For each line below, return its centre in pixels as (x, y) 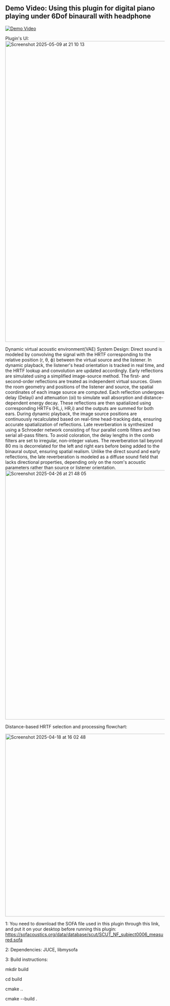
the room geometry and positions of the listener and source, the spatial (79, 387)
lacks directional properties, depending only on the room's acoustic (76, 462)
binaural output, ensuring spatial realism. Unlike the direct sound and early (83, 451)
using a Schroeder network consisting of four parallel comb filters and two (83, 430)
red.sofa (14, 940)
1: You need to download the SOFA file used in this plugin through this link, (83, 923)
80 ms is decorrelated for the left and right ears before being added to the (82, 446)
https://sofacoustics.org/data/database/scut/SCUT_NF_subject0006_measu (84, 934)
